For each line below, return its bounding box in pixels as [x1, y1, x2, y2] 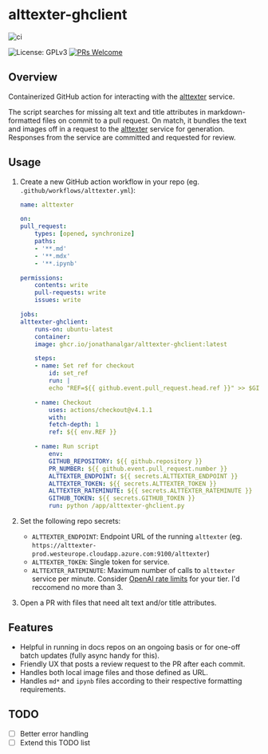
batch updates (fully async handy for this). [19, 650, 160, 660]
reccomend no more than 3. [31, 583, 124, 592]
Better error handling [19, 728, 89, 738]
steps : [34, 355, 57, 363]
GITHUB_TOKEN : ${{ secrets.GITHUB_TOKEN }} [49, 494, 195, 503]
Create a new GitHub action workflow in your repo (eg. [19, 177, 199, 187]
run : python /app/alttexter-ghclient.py [49, 502, 185, 510]
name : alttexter [19, 201, 74, 209]
